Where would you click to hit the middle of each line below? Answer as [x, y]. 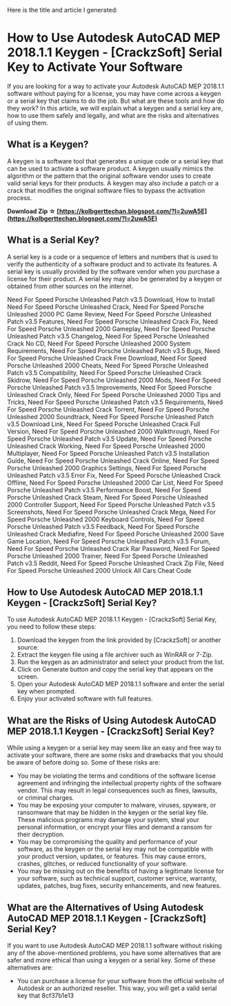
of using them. [28, 123]
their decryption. [41, 834]
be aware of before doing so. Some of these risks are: [84, 763]
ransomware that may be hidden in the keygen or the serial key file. [113, 812]
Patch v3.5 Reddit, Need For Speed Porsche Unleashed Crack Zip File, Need [115, 563]
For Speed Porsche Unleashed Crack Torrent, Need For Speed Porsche [108, 409]
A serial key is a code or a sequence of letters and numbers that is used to [113, 256]
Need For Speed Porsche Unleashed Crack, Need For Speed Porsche [106, 307]
